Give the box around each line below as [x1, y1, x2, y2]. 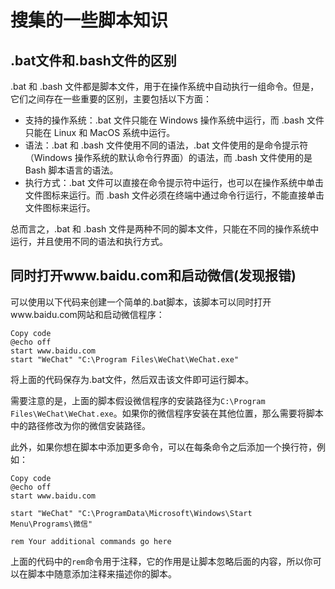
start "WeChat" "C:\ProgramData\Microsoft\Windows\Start [10, 508, 253, 518]
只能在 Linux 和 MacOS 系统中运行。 [24, 127, 176, 138]
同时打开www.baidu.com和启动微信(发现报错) [10, 267, 297, 285]
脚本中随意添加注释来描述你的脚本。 [27, 567, 177, 580]
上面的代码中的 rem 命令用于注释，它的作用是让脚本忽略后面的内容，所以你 [10, 555, 313, 567]
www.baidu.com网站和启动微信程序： [10, 308, 165, 320]
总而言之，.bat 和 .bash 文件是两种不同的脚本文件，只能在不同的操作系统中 [10, 223, 320, 235]
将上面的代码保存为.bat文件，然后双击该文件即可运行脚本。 [10, 373, 255, 385]
